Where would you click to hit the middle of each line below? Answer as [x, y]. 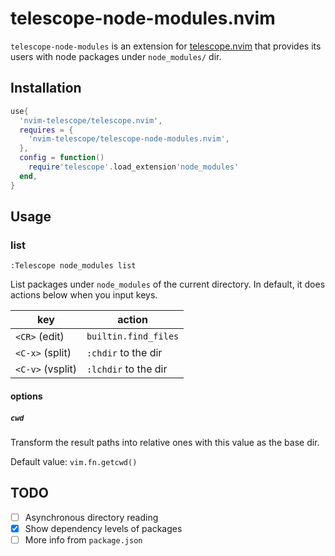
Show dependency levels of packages [103, 528]
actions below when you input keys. [84, 295]
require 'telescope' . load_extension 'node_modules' [134, 167]
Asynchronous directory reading [91, 517]
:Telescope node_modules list [73, 266]
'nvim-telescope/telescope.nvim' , [91, 120]
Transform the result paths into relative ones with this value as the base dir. [165, 442]
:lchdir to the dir [127, 369]
